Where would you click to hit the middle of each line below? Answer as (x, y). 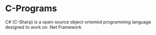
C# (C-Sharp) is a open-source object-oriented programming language (78, 22)
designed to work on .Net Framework (43, 27)
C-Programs (31, 9)
